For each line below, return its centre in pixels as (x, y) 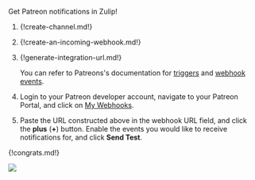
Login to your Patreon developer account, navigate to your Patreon (129, 97)
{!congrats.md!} (34, 153)
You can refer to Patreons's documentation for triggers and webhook (133, 73)
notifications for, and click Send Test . (81, 137)
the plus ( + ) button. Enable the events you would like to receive (124, 129)
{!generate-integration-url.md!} (71, 57)
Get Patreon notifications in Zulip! (63, 11)
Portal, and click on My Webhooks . (77, 105)
